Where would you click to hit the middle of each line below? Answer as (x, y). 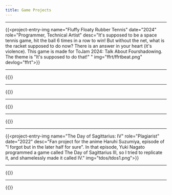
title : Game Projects (28, 10)
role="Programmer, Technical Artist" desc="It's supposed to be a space (81, 35)
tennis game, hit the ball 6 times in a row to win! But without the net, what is (85, 40)
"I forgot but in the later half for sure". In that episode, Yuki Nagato (75, 147)
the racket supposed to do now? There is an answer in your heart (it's (79, 46)
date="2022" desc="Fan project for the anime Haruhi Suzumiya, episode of (85, 141)
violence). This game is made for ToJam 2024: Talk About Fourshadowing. (84, 51)
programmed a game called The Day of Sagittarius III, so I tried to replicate (84, 152)
